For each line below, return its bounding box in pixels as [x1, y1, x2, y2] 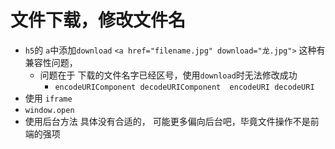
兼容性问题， [24, 56, 78, 68]
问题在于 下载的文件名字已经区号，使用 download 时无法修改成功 [39, 69, 298, 81]
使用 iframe [24, 92, 73, 104]
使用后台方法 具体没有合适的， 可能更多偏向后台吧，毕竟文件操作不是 [24, 115, 311, 127]
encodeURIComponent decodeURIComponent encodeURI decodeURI [54, 82, 315, 92]
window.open [24, 105, 75, 115]
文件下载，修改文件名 [10, 9, 187, 32]
